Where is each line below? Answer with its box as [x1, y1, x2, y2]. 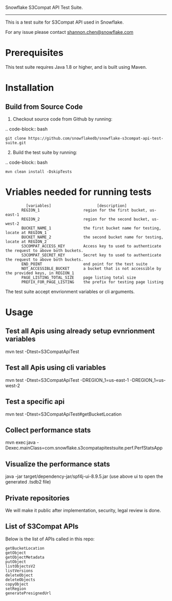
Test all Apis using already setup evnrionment [5, 327, 155, 336]
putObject [5, 559, 27, 564]
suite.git [5, 140, 27, 145]
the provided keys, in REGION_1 [5, 270, 74, 276]
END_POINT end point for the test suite [21, 261, 147, 266]
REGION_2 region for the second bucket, [21, 217, 150, 222]
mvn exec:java [5, 439, 36, 445]
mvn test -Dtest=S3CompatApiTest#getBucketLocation [5, 411, 122, 417]
